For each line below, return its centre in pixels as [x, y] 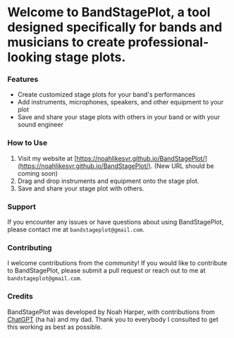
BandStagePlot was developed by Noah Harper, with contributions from [111, 312]
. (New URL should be [182, 166]
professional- [168, 42]
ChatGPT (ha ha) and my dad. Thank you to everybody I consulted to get [113, 319]
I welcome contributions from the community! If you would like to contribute [117, 263]
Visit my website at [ [47, 158]
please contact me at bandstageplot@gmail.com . [76, 229]
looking [30, 58]
